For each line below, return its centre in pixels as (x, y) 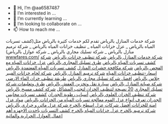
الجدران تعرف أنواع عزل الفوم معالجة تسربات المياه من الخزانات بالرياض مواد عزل (83, 100)
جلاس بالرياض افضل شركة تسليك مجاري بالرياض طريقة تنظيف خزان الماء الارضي (83, 78)
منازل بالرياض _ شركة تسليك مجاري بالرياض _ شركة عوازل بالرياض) (70, 52)
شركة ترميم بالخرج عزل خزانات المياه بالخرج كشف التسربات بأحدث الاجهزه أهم (81, 110)
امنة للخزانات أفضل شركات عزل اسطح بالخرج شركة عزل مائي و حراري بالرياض (81, 105)
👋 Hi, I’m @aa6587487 (36, 8)
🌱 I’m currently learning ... (40, 18)
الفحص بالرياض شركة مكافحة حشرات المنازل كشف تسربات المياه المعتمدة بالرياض (85, 68)
